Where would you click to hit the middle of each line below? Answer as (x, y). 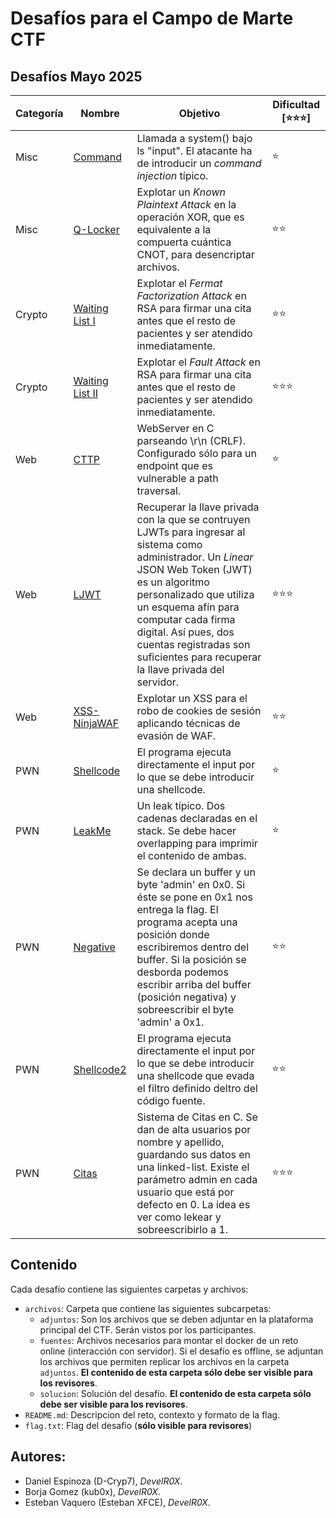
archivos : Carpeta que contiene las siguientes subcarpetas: (148, 1308)
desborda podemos (182, 972)
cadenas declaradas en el (197, 818)
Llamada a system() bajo (194, 138)
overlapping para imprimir (197, 843)
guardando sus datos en (194, 1154)
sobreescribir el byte (185, 1009)
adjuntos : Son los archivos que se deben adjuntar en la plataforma (176, 1319)
